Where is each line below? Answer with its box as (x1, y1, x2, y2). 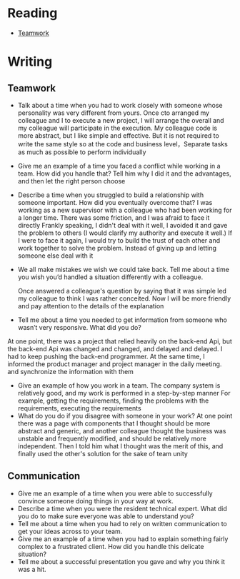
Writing (7, 54, 53, 70)
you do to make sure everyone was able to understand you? (17, 512, 194, 520)
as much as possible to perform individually (17, 148, 146, 156)
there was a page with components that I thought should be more (17, 419, 211, 428)
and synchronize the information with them (7, 367, 134, 376)
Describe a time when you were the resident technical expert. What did (17, 504, 227, 513)
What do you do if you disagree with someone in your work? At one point (17, 411, 233, 420)
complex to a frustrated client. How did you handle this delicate (17, 542, 204, 550)
